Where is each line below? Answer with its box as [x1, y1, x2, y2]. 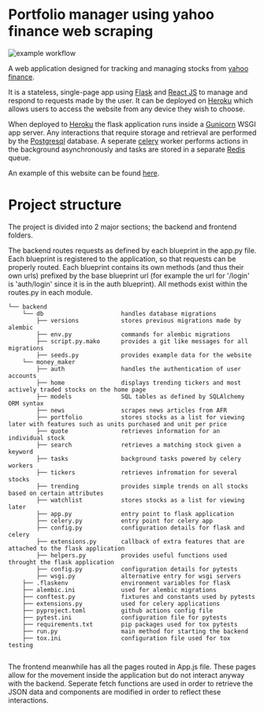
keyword [8, 447, 34, 455]
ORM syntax [8, 399, 44, 407]
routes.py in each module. [8, 287, 93, 297]
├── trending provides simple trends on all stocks [36, 482, 248, 490]
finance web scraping [8, 22, 154, 40]
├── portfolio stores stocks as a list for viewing [36, 413, 245, 421]
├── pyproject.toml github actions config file [22, 606, 214, 615]
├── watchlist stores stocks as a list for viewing [36, 496, 245, 504]
